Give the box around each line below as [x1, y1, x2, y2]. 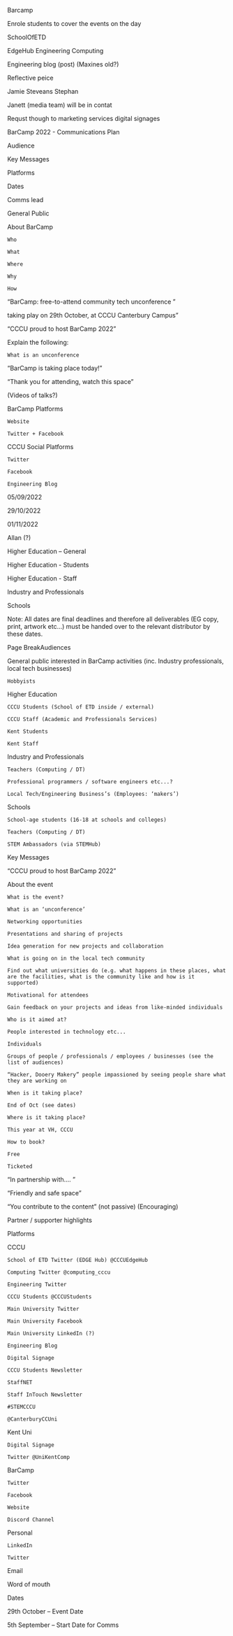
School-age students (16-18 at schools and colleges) [7, 816, 167, 823]
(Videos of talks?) [7, 391, 58, 399]
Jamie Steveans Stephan [7, 87, 79, 95]
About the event [7, 881, 54, 888]
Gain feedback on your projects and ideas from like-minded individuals [7, 1004, 223, 1011]
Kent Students [7, 728, 49, 735]
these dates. [7, 629, 43, 638]
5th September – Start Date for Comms [7, 1621, 119, 1629]
